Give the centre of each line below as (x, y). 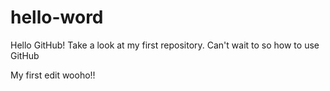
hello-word (57, 17)
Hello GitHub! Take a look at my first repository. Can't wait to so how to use (165, 45)
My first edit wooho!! (53, 75)
